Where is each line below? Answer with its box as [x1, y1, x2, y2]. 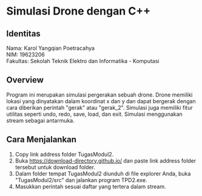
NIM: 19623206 [6, 51, 45, 58]
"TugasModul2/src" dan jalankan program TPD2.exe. [15, 176, 147, 183]
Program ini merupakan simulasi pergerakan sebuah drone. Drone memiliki [6, 91, 193, 98]
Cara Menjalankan [6, 135, 77, 145]
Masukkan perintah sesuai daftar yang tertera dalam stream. [15, 183, 166, 190]
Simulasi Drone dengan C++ [6, 4, 150, 18]
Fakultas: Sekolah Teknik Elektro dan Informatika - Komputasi [6, 58, 160, 64]
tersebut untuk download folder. [15, 163, 96, 171]
